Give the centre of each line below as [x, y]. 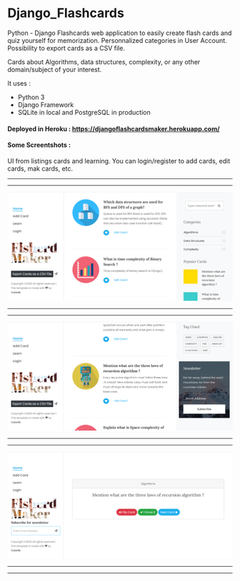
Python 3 [31, 97]
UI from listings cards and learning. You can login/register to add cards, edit [119, 161]
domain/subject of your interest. [55, 69]
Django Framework [46, 104]
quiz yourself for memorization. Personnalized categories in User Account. [117, 40]
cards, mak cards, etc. [40, 168]
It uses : [19, 83]
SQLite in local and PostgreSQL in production [84, 112]
